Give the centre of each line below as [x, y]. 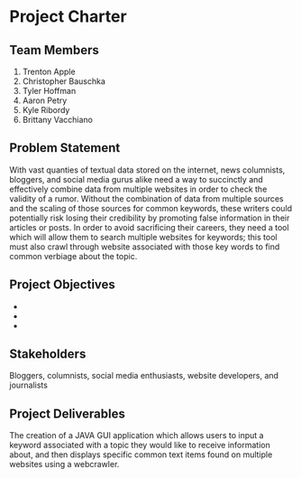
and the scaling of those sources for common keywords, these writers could [151, 208]
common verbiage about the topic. [73, 256]
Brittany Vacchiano [57, 120]
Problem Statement [65, 148]
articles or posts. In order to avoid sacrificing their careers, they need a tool [150, 227]
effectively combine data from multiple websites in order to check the [138, 189]
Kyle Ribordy [46, 110]
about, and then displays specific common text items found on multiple [141, 455]
